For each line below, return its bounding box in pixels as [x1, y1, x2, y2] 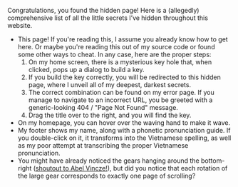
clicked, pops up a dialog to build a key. [28, 66, 145, 74]
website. [7, 21, 33, 29]
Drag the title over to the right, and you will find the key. [28, 111, 192, 119]
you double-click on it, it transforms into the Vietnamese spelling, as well [17, 133, 232, 142]
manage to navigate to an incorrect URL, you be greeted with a [28, 96, 213, 104]
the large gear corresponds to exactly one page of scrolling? [17, 171, 196, 180]
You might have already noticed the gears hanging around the [17, 156, 200, 165]
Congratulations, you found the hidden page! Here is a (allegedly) [7, 6, 200, 14]
